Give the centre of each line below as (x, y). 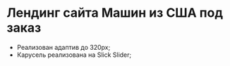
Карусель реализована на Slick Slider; (74, 55)
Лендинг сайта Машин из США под (115, 13)
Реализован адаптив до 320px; (63, 47)
